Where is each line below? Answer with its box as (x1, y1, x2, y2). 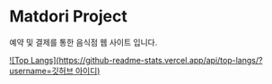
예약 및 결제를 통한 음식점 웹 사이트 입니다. (9, 37, 158, 47)
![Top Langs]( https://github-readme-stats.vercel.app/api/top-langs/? (9, 55, 263, 65)
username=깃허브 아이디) (9, 65, 101, 76)
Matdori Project (9, 6, 127, 27)
